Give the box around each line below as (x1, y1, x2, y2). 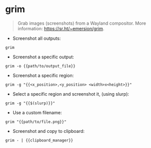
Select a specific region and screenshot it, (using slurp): (12, 91, 129, 97)
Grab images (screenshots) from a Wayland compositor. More (17, 20, 146, 26)
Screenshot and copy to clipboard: (12, 128, 85, 134)
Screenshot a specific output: (12, 54, 74, 60)
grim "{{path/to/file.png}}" (5, 119, 67, 124)
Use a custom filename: (12, 109, 62, 115)
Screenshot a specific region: (12, 72, 74, 79)
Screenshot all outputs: (12, 35, 61, 41)
